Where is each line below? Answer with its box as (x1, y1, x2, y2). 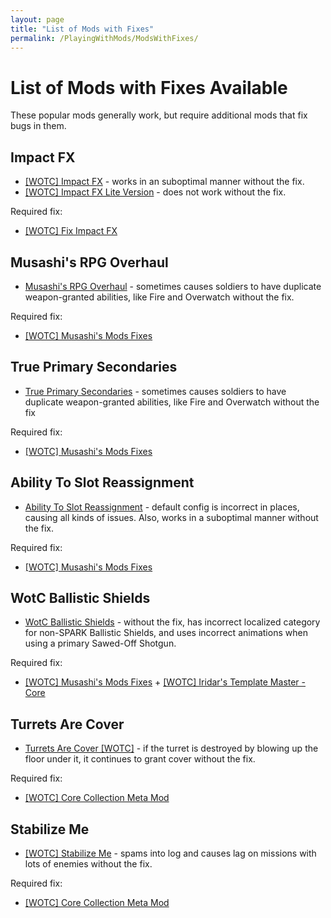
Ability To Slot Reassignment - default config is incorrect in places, (24, 501, 300, 513)
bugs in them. (10, 120, 67, 132)
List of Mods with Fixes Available (10, 76, 288, 99)
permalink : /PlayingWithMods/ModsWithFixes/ (10, 33, 199, 43)
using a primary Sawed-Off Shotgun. (24, 637, 177, 650)
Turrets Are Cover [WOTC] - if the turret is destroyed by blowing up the (24, 742, 319, 755)
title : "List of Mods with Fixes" (10, 24, 155, 34)
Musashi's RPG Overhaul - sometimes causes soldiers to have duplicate (24, 280, 322, 292)
